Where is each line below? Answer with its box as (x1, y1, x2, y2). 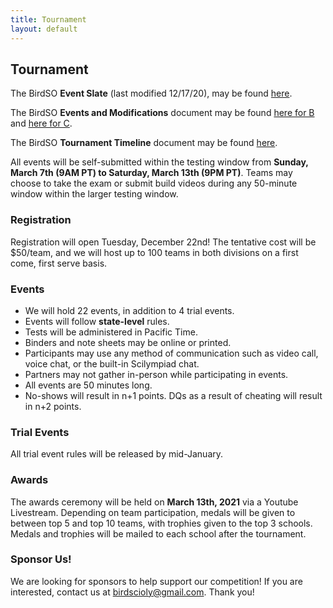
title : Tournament (10, 14, 87, 25)
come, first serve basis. (10, 257, 108, 269)
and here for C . (10, 117, 73, 130)
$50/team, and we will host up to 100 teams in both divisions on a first (10, 246, 299, 258)
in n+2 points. (24, 400, 82, 412)
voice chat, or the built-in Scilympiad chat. (24, 357, 200, 370)
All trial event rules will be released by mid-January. (10, 448, 224, 460)
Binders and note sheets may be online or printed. (24, 336, 232, 348)
